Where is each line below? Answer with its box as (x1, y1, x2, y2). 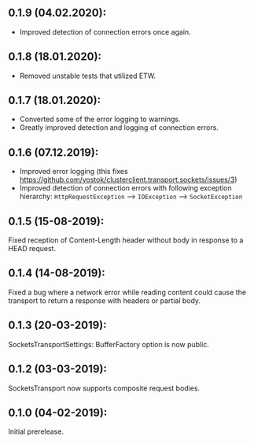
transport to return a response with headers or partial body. (8, 295, 201, 305)
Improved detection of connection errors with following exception (19, 183, 232, 193)
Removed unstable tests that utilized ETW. (19, 71, 156, 80)
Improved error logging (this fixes (19, 167, 128, 176)
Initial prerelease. (8, 427, 64, 436)
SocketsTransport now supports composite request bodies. (8, 383, 201, 393)
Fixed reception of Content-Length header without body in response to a (8, 235, 244, 245)
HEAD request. (8, 244, 57, 253)
